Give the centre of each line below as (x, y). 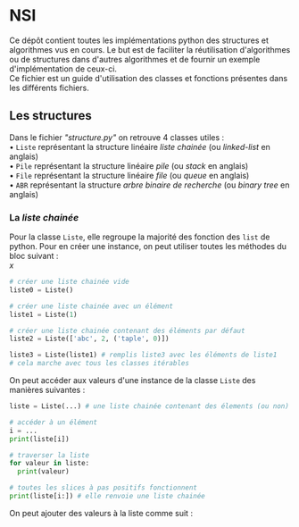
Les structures (50, 116)
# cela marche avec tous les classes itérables (100, 364)
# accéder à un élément (54, 422)
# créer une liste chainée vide (69, 282)
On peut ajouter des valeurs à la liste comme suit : (101, 513)
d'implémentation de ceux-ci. (63, 69)
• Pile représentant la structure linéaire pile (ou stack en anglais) (129, 165)
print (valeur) (43, 472)
